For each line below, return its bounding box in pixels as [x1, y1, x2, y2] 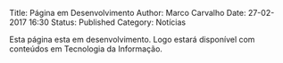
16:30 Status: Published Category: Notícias [28, 17, 186, 28]
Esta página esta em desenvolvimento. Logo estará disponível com [9, 35, 255, 44]
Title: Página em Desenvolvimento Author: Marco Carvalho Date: [9, 8, 246, 18]
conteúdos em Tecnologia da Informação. [9, 43, 163, 54]
